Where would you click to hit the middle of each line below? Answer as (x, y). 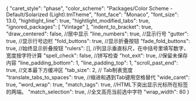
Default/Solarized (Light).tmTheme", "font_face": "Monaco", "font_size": (92, 15)
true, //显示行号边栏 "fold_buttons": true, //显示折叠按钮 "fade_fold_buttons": (98, 41)
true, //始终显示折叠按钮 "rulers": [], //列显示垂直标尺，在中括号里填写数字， (97, 48)
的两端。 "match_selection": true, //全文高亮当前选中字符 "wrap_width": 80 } (98, 92)
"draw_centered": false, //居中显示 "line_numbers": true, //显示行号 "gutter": (97, 34)
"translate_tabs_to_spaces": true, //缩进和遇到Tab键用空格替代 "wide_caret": (98, 77)
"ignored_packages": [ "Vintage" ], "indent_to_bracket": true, (80, 27)
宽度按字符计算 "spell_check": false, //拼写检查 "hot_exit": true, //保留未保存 (97, 55)
